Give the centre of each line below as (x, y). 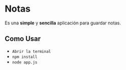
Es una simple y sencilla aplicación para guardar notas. (63, 23)
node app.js (25, 62)
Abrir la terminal (31, 51)
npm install (25, 57)
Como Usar (23, 39)
